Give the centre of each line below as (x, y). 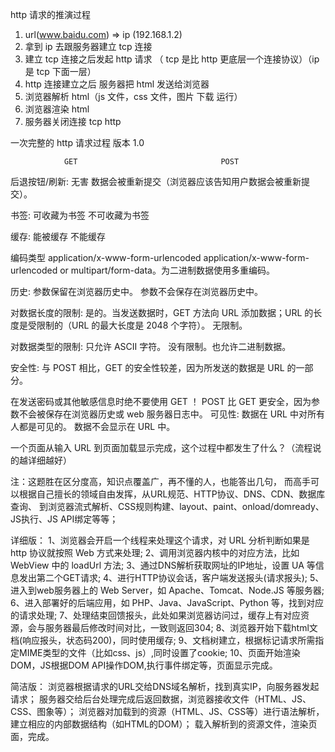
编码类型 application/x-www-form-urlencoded (106, 257)
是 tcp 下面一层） (60, 71)
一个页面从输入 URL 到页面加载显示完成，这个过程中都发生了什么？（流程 (161, 447)
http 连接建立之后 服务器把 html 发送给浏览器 (117, 84)
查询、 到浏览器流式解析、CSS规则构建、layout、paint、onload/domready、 (167, 506)
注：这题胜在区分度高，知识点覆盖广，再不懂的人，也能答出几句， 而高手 (160, 481)
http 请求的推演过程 (50, 14)
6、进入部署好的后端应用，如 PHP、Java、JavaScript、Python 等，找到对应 (167, 602)
